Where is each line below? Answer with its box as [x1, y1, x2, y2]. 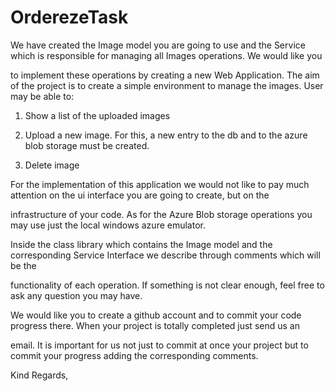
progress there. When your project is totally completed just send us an [10, 319, 300, 331]
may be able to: [10, 90, 75, 102]
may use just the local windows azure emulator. [10, 219, 206, 231]
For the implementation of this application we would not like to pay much [10, 178, 310, 190]
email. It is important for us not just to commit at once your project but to [10, 339, 309, 351]
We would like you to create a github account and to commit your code [10, 309, 302, 321]
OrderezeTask [10, 6, 129, 29]
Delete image [24, 159, 80, 171]
